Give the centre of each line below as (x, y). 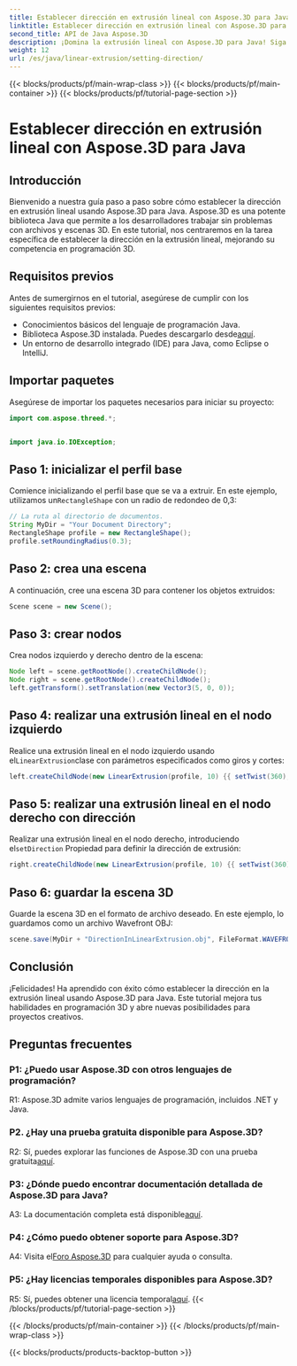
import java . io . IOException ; (63, 442)
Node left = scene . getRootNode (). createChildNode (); (108, 671)
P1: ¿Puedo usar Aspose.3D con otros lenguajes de (121, 1070)
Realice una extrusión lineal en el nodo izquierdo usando (112, 750)
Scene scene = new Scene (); (61, 606)
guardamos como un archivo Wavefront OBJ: (91, 923)
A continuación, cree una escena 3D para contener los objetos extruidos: (142, 590)
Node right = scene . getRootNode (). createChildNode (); (110, 680)
